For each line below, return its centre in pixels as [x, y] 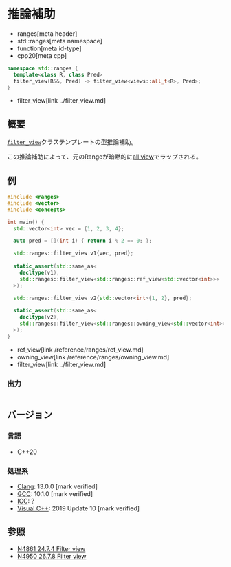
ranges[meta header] [47, 33]
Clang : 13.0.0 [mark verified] [57, 486]
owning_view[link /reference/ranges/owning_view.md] [93, 357]
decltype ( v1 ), [40, 272]
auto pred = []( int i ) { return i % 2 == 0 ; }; [83, 241]
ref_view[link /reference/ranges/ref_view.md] [80, 350]
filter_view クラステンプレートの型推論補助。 [72, 142]
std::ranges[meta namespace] [60, 41]
